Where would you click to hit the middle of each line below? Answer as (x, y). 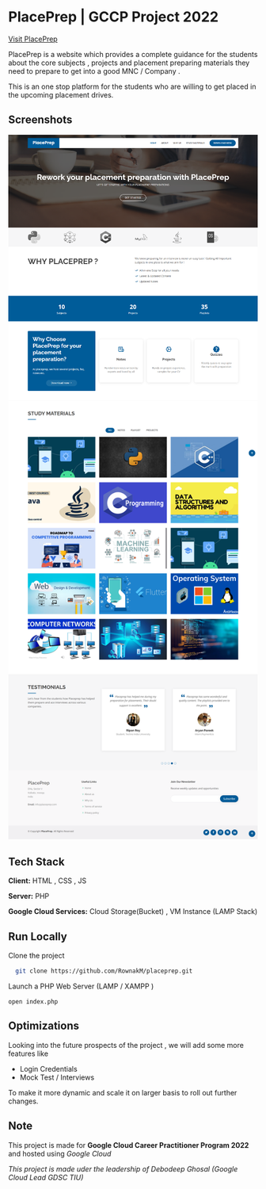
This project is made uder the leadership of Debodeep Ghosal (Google (123, 1168)
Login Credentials (48, 1069)
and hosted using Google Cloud (60, 1153)
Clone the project (36, 956)
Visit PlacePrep (33, 39)
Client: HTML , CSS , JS (47, 881)
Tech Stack (36, 861)
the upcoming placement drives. (61, 94)
